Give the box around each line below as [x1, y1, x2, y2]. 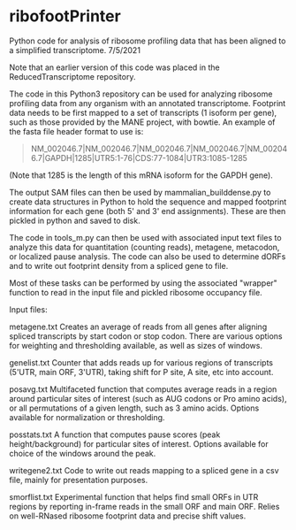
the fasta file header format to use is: [9, 126, 144, 136]
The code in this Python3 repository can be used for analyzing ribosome [9, 88, 273, 99]
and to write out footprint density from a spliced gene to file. [9, 260, 229, 271]
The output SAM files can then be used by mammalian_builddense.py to [9, 187, 271, 197]
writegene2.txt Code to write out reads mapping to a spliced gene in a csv [9, 465, 279, 475]
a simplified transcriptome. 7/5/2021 [9, 44, 141, 55]
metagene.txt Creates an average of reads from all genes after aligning [9, 321, 268, 332]
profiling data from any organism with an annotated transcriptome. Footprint [9, 97, 286, 108]
